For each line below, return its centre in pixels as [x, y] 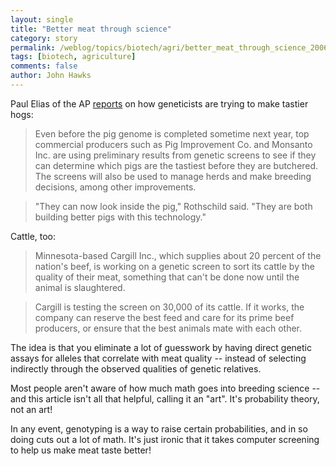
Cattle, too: [33, 236]
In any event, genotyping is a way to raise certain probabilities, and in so [159, 428]
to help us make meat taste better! [81, 450]
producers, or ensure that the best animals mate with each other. [168, 328]
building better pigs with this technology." [120, 217]
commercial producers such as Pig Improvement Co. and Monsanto [173, 144]
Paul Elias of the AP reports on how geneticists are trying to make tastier [159, 103]
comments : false [44, 66]
